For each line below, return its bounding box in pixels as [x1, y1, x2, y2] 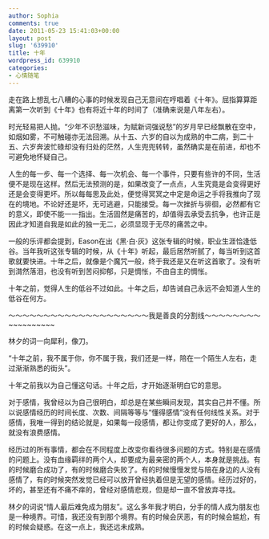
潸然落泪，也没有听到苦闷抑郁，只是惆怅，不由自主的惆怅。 [14, 266, 212, 276]
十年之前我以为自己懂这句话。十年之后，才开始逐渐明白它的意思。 [8, 380, 226, 390]
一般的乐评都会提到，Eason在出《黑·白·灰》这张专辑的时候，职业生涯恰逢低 [8, 236, 258, 246]
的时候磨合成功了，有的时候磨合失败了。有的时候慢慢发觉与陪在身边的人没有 [8, 464, 261, 474]
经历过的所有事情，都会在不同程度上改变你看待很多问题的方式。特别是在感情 [8, 444, 261, 454]
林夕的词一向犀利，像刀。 [8, 336, 93, 345]
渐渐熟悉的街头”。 [14, 363, 75, 373]
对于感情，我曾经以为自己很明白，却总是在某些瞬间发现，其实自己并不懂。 [8, 397, 254, 406]
